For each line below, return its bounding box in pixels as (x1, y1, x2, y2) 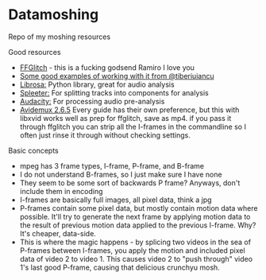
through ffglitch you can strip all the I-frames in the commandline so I (19, 122, 246, 131)
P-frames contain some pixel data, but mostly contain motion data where (19, 203, 258, 212)
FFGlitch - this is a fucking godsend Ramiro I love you (19, 62, 195, 72)
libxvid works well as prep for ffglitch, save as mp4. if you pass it (19, 113, 232, 122)
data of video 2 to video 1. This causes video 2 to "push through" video (19, 254, 253, 263)
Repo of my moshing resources (8, 32, 111, 41)
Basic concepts (8, 146, 59, 155)
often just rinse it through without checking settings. (19, 130, 191, 140)
